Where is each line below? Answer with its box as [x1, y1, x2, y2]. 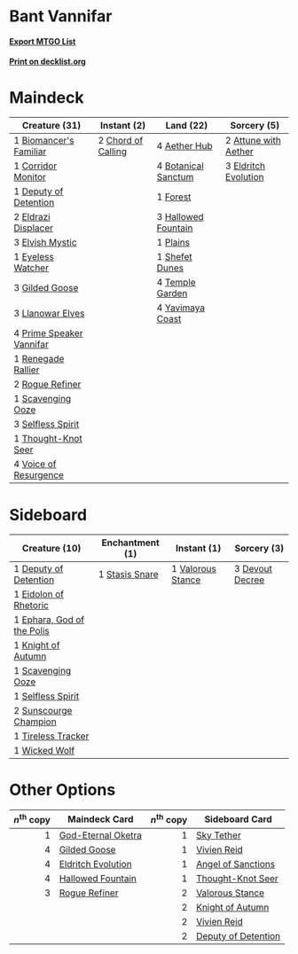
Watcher [13, 262, 49, 274]
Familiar [13, 145, 47, 158]
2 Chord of [98, 135, 144, 147]
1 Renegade [13, 353, 65, 365]
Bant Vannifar [9, 6, 113, 27]
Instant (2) [100, 120, 146, 132]
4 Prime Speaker [13, 327, 83, 340]
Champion [13, 715, 57, 728]
